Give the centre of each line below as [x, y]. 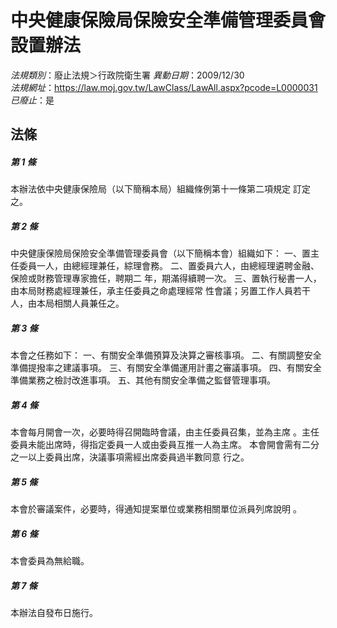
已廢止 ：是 [32, 100]
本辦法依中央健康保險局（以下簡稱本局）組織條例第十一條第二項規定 [150, 189]
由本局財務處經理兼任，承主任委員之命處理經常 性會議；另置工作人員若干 [160, 291]
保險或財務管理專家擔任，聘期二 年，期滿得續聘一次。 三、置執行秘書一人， [166, 278]
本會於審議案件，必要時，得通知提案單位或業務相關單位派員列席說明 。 [156, 509]
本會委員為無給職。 [50, 561]
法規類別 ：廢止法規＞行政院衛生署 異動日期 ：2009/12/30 [127, 75]
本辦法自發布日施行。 [54, 613]
